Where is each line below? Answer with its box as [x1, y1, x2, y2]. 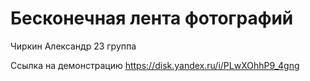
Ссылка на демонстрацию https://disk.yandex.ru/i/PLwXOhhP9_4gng [10, 59, 300, 71]
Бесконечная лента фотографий [10, 7, 294, 30]
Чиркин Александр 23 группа [10, 40, 137, 52]
